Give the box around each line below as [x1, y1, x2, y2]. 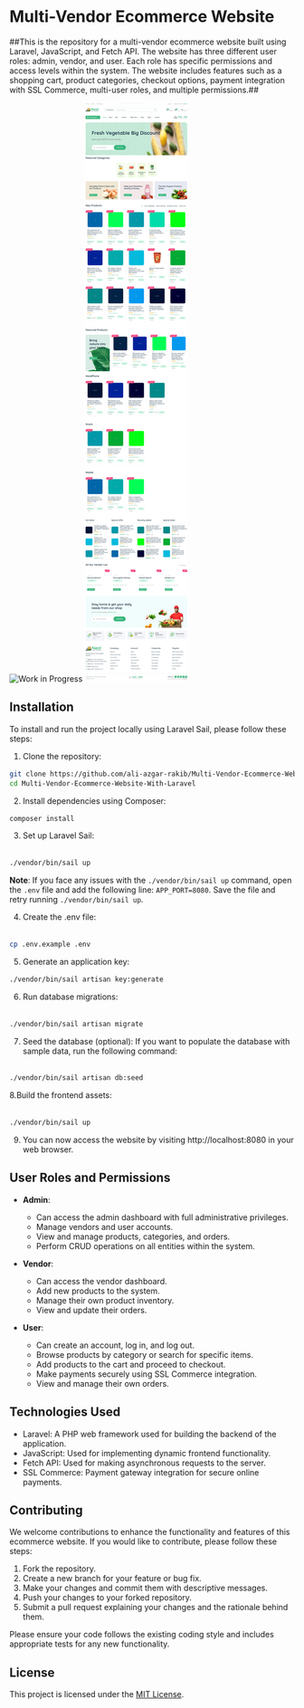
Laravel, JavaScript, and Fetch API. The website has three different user [9, 45, 278, 56]
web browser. [22, 1144, 74, 1155]
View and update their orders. [35, 1304, 147, 1315]
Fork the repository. [22, 1563, 97, 1574]
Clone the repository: [22, 750, 102, 761]
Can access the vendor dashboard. [35, 1275, 167, 1286]
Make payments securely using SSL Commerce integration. [35, 1369, 258, 1379]
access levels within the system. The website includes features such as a [9, 65, 282, 76]
